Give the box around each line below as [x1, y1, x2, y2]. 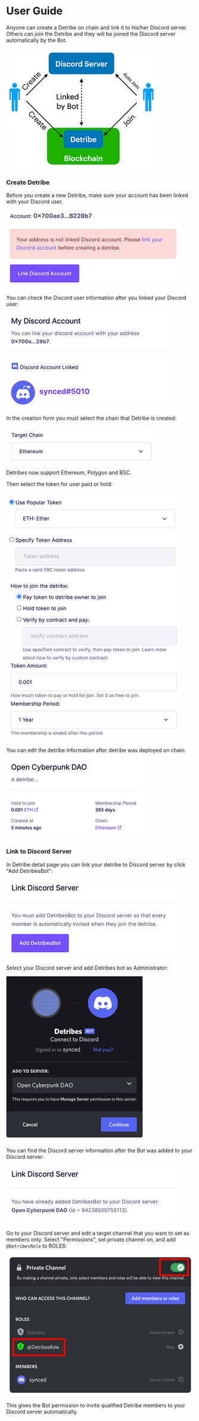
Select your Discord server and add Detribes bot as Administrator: [6, 964, 169, 971]
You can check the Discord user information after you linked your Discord [6, 294, 186, 302]
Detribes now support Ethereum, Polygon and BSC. [6, 469, 132, 476]
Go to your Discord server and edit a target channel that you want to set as [6, 1230, 189, 1237]
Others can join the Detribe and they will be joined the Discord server [6, 30, 176, 37]
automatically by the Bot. [6, 36, 67, 44]
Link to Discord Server [6, 847, 72, 856]
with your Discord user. [6, 198, 64, 205]
